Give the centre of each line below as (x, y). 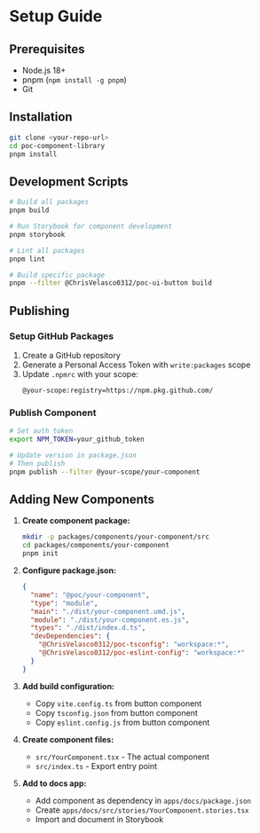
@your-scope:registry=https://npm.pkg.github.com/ (118, 390)
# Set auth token (41, 431)
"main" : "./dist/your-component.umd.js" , (108, 611)
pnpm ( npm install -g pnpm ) (74, 80)
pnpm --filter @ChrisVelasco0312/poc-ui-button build (111, 283)
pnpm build (29, 210)
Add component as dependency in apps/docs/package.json (143, 800)
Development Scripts (69, 181)
